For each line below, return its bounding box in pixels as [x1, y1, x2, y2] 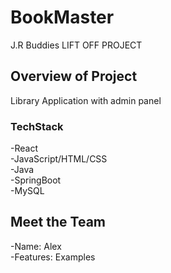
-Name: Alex [10, 240, 62, 252]
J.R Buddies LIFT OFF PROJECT [10, 39, 143, 51]
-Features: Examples [10, 251, 96, 263]
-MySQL [10, 185, 45, 197]
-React [10, 142, 38, 155]
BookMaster [10, 6, 115, 29]
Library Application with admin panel [10, 94, 162, 106]
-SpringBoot [10, 174, 62, 186]
